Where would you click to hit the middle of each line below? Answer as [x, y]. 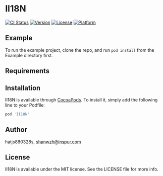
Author [16, 130]
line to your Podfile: [25, 105]
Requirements [27, 71]
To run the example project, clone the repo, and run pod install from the [80, 50]
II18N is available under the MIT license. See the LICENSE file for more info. [82, 169]
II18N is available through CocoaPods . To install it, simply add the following [81, 99]
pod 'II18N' [17, 114]
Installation [23, 88]
